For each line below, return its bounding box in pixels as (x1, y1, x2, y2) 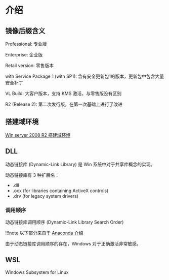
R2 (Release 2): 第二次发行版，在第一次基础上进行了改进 (5, 101, 123, 107)
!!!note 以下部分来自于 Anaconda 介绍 (5, 230, 83, 236)
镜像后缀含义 (5, 26, 46, 35)
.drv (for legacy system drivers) (12, 193, 79, 199)
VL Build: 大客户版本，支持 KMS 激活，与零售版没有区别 (5, 90, 122, 97)
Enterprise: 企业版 (5, 52, 43, 57)
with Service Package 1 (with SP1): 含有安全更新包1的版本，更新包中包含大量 (5, 73, 164, 79)
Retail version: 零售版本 (5, 63, 54, 69)
